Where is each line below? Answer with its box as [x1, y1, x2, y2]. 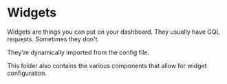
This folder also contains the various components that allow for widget [7, 61, 207, 70]
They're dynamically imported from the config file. [7, 48, 150, 56]
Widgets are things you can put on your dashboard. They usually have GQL [7, 28, 220, 36]
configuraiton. [7, 69, 47, 77]
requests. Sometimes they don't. [7, 34, 100, 43]
